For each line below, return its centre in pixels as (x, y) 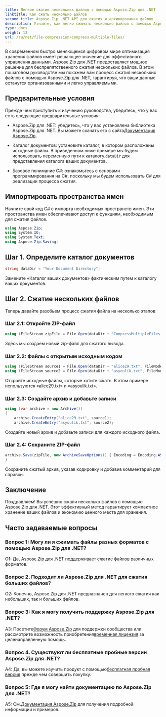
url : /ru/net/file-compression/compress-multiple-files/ (65, 38)
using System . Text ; (25, 237)
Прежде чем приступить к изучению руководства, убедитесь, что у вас (81, 110)
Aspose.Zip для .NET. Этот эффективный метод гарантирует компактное (82, 507)
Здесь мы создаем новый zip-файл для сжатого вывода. (65, 343)
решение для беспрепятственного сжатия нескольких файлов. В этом (80, 67)
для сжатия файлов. (26, 219)
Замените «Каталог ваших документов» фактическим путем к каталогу (81, 278)
